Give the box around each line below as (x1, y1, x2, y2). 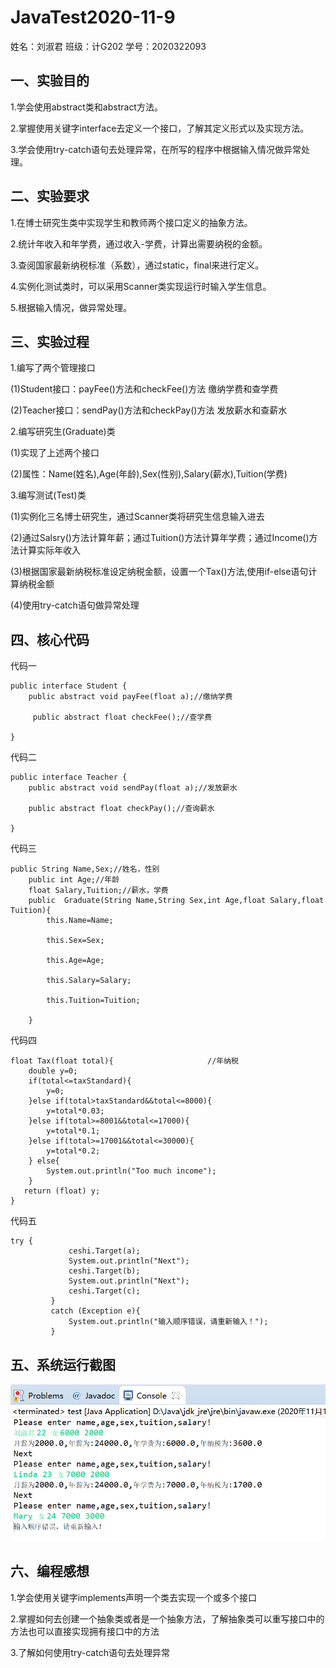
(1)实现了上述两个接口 (10, 447, 100, 459)
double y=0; (28, 1066, 78, 1076)
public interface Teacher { (10, 772, 128, 783)
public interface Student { (10, 681, 128, 691)
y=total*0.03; (46, 1106, 105, 1116)
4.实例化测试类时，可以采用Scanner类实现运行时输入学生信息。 (10, 280, 272, 292)
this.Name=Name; (46, 916, 114, 926)
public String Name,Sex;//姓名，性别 (10, 864, 160, 875)
